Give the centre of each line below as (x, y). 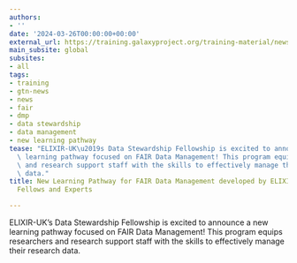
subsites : (27, 58)
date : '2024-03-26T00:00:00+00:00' (75, 34)
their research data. (45, 251)
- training (29, 83)
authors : (25, 17)
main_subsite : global (49, 50)
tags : (19, 75)
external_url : (35, 42)
